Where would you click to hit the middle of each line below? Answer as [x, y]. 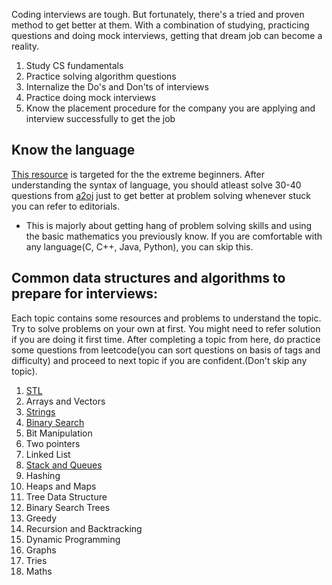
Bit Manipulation [59, 433]
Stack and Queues [64, 465]
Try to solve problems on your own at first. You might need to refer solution [166, 328]
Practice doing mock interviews [91, 97]
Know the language [73, 150]
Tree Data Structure [66, 496]
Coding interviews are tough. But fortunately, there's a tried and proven [158, 14]
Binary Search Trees [68, 507]
